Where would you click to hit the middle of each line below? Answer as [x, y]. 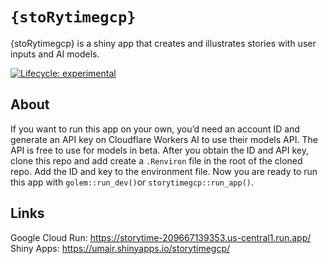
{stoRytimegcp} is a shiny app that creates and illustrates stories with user [163, 43]
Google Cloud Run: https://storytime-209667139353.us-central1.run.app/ [161, 237]
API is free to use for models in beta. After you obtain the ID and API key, [160, 150]
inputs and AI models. [55, 54]
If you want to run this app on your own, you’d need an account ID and [155, 129]
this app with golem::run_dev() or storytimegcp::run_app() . [132, 182]
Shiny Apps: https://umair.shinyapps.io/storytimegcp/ [120, 248]
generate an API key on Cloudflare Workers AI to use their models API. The [164, 139]
